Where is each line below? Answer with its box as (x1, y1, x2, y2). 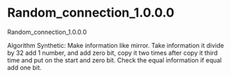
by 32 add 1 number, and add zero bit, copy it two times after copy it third (7, 49, 218, 57)
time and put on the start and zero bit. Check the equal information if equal (7, 55, 222, 64)
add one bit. (7, 63, 42, 71)
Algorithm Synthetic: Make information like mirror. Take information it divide (7, 41, 225, 49)
